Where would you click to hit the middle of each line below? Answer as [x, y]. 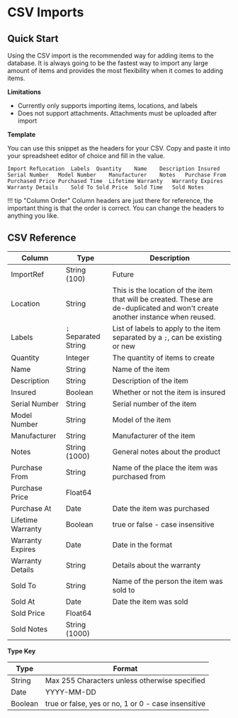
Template [22, 134]
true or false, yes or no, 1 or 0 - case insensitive [125, 703]
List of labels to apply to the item [166, 328]
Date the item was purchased [161, 508]
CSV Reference [42, 238]
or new [124, 346]
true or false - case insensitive [163, 524]
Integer [78, 358]
